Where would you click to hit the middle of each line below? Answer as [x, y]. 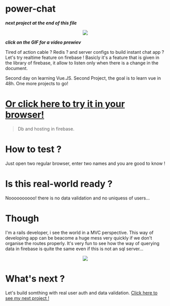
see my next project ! [27, 298]
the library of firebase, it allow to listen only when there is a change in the [82, 63]
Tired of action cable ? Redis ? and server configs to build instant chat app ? [85, 52]
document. [16, 68]
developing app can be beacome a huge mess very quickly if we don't [79, 238]
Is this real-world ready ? [59, 184]
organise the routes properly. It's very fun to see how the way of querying [82, 243]
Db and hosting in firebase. [46, 129]
